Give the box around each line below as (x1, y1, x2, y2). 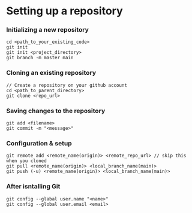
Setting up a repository (6, 4, 123, 18)
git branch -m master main (6, 55, 74, 61)
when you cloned (6, 158, 47, 164)
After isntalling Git (6, 182, 61, 191)
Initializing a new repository (6, 26, 89, 34)
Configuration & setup (6, 139, 72, 147)
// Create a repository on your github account (6, 82, 128, 88)
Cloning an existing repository (6, 69, 97, 77)
